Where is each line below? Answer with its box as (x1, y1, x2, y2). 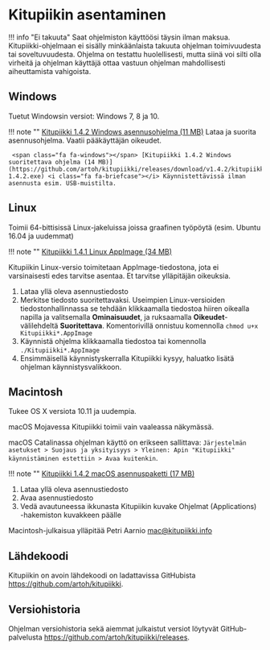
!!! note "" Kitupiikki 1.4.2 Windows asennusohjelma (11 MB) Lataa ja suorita (8, 126, 257, 136)
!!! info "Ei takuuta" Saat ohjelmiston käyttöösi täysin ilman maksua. (8, 32, 231, 42)
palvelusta (8, 632, 43, 642)
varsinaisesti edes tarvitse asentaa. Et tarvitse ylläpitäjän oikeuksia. (8, 271, 231, 280)
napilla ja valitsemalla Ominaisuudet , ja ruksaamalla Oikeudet (19, 312, 225, 321)
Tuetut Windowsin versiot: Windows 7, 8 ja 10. (8, 111, 160, 121)
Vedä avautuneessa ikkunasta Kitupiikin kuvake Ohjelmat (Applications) (19, 502, 257, 511)
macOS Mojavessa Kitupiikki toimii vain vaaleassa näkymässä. (8, 422, 215, 432)
